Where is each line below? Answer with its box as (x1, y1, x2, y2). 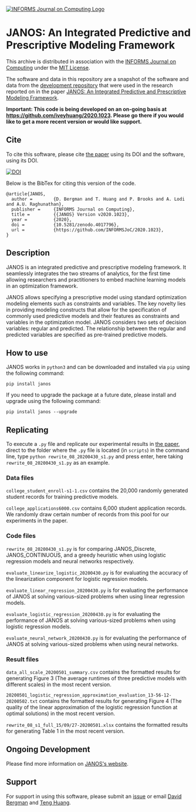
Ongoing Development (6, 745, 90, 755)
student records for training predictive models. (6, 493, 119, 500)
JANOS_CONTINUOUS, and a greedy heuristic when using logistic (6, 552, 166, 559)
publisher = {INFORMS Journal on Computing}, (11, 206, 135, 212)
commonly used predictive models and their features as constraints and (6, 312, 180, 319)
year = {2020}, (11, 216, 72, 222)
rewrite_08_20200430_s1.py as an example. (6, 459, 110, 466)
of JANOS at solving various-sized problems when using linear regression (6, 593, 185, 600)
